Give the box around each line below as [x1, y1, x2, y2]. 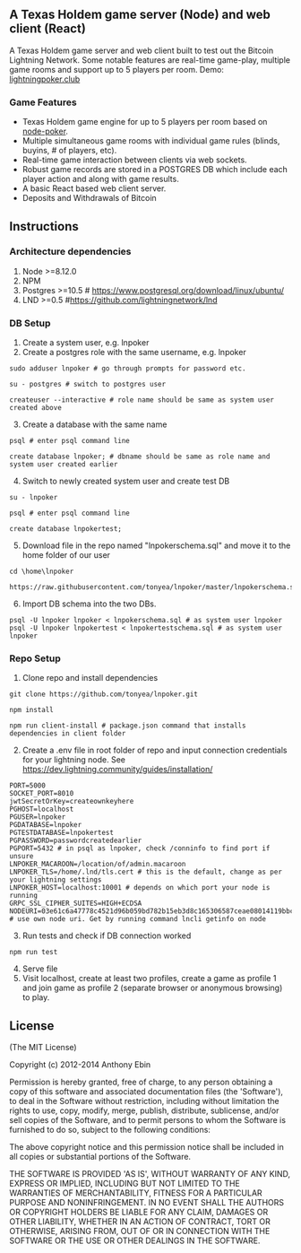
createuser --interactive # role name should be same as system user [9, 396, 275, 405]
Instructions [9, 219, 79, 234]
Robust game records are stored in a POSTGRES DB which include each [21, 164, 288, 175]
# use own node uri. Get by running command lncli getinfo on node [9, 915, 267, 924]
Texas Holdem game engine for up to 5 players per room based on [21, 117, 268, 127]
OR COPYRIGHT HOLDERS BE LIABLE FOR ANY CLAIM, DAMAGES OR [9, 1206, 269, 1218]
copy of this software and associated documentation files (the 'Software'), [9, 1086, 284, 1097]
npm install [9, 706, 54, 715]
